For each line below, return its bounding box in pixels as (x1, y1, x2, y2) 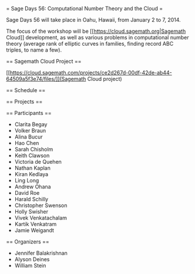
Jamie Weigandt (14, 227, 55, 234)
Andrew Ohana (14, 183, 51, 190)
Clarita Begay (14, 121, 48, 128)
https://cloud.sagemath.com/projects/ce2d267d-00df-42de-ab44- (9, 69, 172, 76)
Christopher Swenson (14, 202, 68, 209)
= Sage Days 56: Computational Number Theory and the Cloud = (6, 5, 163, 12)
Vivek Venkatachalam (14, 214, 68, 221)
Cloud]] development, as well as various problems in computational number (6, 34, 189, 40)
